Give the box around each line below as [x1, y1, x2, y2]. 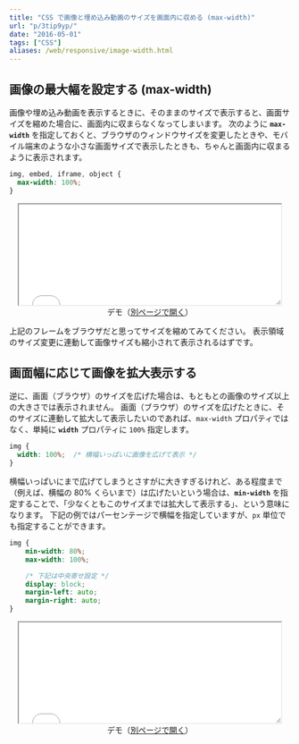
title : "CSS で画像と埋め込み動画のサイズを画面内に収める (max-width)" [9, 13, 256, 22]
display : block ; [25, 579, 87, 588]
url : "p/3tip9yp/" [9, 21, 78, 30]
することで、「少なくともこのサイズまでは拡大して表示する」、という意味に [16, 498, 290, 509]
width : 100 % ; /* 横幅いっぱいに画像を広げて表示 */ [17, 451, 197, 460]
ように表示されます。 [9, 151, 87, 162]
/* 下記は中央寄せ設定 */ [25, 571, 110, 580]
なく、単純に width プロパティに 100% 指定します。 [9, 424, 194, 435]
